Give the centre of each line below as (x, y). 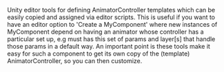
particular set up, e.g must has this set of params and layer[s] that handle (111, 39)
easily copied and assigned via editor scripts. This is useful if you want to (111, 17)
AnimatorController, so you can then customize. (75, 61)
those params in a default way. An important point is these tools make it (109, 46)
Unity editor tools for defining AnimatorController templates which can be (111, 10)
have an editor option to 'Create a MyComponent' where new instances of (112, 24)
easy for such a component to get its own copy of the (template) (99, 53)
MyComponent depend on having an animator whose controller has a (106, 32)
